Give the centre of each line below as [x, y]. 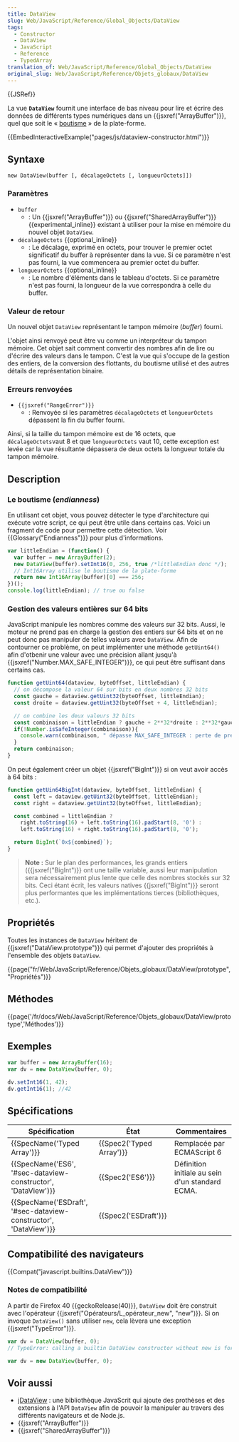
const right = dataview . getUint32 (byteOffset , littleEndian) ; [108, 803]
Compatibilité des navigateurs [76, 1255]
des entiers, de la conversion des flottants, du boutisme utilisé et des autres [118, 363]
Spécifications [40, 1111]
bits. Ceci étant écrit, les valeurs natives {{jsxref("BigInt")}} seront [122, 885]
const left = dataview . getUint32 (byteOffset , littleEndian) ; [106, 797]
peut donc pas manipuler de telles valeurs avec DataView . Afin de [102, 640]
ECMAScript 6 [198, 1152]
